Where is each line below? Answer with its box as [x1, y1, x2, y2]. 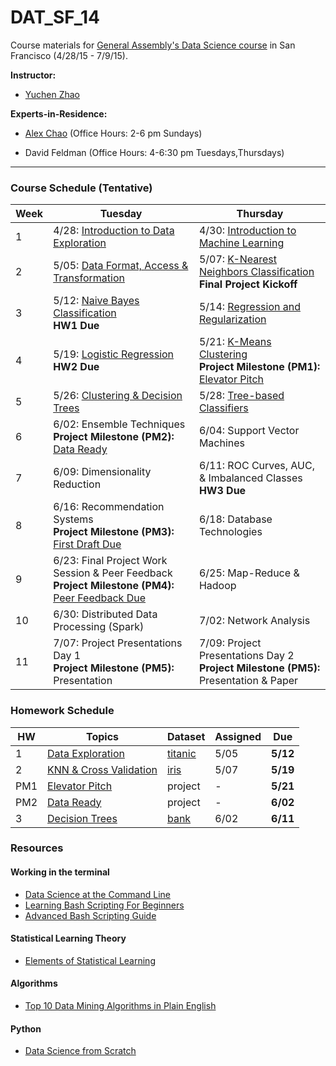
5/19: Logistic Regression [53, 347, 175, 361]
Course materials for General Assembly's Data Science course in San [10, 39, 296, 51]
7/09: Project [198, 636, 262, 650]
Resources [10, 841, 64, 855]
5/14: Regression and [198, 300, 301, 314]
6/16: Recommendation [53, 500, 165, 514]
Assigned [214, 729, 262, 743]
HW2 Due [53, 360, 100, 374]
